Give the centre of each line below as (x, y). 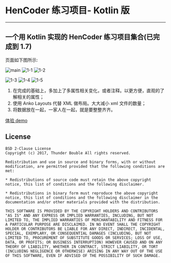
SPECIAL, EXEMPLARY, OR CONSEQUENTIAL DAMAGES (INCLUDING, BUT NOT (78, 233)
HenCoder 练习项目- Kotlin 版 (67, 10)
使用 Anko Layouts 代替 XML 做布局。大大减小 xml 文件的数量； (79, 103)
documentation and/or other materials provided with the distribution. (83, 202)
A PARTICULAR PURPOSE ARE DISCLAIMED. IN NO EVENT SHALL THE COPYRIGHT (83, 224)
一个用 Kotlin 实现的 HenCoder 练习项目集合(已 (79, 37)
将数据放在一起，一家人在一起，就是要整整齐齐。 (64, 110)
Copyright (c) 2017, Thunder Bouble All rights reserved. (68, 153)
